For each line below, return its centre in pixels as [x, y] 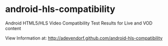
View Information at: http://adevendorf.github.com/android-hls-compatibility [84, 38]
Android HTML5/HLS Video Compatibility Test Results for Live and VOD [79, 23]
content [13, 28]
